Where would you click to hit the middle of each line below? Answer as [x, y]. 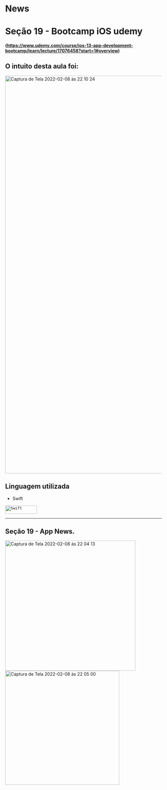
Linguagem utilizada [37, 486]
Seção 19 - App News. [40, 531]
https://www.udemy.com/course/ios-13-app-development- [70, 45]
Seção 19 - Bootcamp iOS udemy [74, 32]
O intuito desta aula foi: [42, 66]
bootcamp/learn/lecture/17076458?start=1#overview [62, 51]
